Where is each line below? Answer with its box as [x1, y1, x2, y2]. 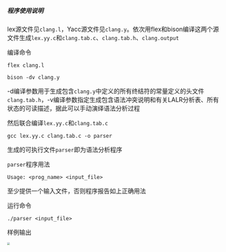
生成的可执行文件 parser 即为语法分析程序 [7, 145, 123, 154]
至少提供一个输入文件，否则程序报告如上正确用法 [7, 187, 146, 195]
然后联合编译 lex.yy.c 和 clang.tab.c [7, 118, 109, 127]
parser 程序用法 [7, 160, 50, 168]
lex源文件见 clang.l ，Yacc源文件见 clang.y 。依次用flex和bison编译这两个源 [7, 25, 219, 33]
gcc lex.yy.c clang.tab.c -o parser [7, 132, 112, 139]
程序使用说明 [7, 6, 43, 14]
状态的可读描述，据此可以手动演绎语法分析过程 [7, 104, 140, 112]
